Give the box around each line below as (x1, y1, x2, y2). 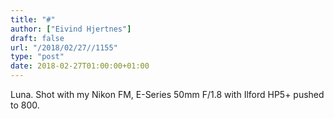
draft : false (10, 33, 65, 43)
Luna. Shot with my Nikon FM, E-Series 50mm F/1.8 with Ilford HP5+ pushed (10, 89, 325, 100)
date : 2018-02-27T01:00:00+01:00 (10, 61, 150, 71)
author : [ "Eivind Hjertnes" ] (10, 24, 132, 34)
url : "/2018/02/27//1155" (10, 42, 118, 53)
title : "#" (10, 14, 56, 25)
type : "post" (10, 52, 65, 62)
